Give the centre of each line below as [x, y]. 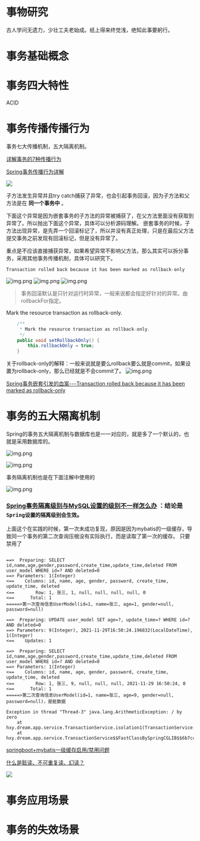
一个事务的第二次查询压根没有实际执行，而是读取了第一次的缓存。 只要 [103, 536]
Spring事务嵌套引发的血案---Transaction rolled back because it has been [96, 384]
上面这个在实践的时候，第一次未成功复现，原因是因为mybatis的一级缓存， [97, 529]
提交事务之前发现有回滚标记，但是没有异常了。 [63, 238]
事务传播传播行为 [48, 129]
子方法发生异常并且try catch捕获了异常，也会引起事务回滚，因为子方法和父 [98, 195]
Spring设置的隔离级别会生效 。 [45, 515]
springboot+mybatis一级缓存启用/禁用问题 [58, 750]
